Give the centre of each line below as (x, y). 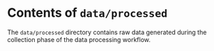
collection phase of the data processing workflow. (79, 39)
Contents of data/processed (87, 13)
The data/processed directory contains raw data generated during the (107, 32)
